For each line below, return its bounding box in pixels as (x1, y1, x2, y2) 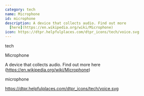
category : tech (5, 7, 36, 12)
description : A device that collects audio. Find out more (5, 20, 127, 26)
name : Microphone (5, 12, 40, 16)
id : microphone (5, 16, 36, 21)
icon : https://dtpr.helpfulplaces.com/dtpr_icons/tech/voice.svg (5, 30, 139, 34)
